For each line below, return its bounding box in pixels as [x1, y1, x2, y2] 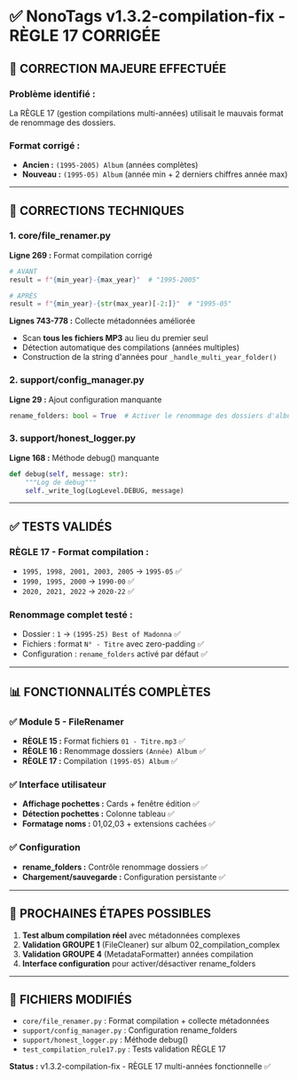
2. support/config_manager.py [9, 374, 145, 386]
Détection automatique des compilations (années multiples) [21, 342, 240, 353]
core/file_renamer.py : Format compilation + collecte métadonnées [21, 1015, 270, 1027]
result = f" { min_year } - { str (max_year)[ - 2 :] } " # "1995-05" [9, 299, 232, 308]
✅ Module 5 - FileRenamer [9, 715, 124, 727]
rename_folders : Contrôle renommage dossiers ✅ [21, 862, 208, 872]
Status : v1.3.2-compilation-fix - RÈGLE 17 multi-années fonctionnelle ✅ [9, 1061, 271, 1072]
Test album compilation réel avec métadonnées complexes [21, 930, 241, 941]
